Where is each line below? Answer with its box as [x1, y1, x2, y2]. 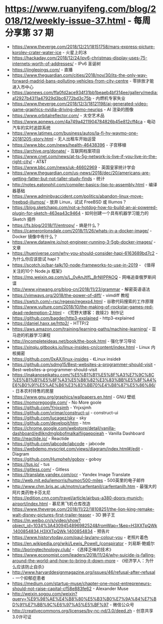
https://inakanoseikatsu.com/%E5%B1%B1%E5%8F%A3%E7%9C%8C [12, 372, 154, 378]
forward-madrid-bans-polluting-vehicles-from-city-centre [12, 78, 129, 83]
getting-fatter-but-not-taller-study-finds [12, 176, 92, 181]
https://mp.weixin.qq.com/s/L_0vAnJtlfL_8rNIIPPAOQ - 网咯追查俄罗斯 [12, 274, 152, 280]
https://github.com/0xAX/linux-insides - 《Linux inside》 [12, 356, 121, 362]
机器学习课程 [25, 332, 51, 338]
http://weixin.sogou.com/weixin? [12, 591, 78, 596]
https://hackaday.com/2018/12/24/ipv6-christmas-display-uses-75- [12, 55, 147, 61]
